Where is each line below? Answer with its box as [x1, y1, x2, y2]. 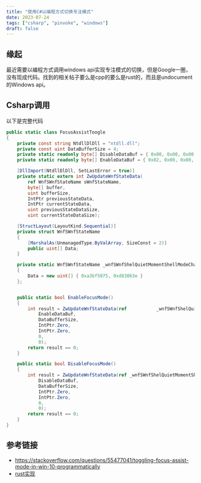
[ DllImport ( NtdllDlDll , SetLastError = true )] [17, 168, 135, 174]
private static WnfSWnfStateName [17, 262, 100, 268]
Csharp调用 [6, 100, 50, 111]
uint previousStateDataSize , [28, 207, 100, 213]
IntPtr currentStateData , [28, 201, 93, 207]
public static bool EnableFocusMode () [17, 294, 114, 300]
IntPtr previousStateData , [28, 196, 95, 202]
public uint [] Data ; [28, 245, 79, 251]
